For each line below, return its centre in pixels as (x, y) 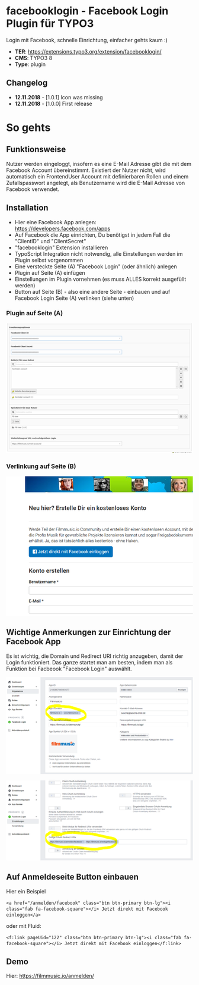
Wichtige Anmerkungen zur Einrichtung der (89, 633)
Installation (27, 208)
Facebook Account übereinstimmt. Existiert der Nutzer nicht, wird (86, 170)
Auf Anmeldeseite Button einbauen (73, 877)
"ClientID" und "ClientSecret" (50, 241)
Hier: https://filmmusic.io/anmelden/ (50, 976)
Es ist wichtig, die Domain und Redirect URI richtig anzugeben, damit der (95, 656)
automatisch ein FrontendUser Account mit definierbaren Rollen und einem (97, 176)
